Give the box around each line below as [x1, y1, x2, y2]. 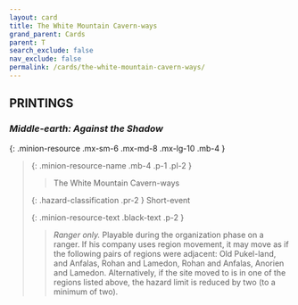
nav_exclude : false [9, 54, 82, 63]
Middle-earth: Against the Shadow [9, 122, 163, 135]
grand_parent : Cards [9, 29, 87, 38]
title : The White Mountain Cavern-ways [9, 21, 158, 30]
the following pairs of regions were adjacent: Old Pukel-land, [53, 248, 277, 259]
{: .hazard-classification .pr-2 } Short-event [30, 194, 191, 205]
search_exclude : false [9, 46, 94, 55]
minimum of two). [53, 286, 119, 297]
